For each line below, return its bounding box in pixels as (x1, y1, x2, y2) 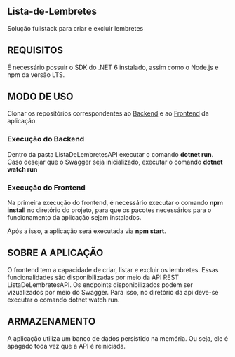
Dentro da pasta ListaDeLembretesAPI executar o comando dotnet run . (7, 150, 214, 158)
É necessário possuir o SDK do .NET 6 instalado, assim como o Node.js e (7, 63, 219, 71)
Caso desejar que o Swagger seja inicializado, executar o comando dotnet (7, 157, 223, 166)
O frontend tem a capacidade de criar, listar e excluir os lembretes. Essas (7, 265, 219, 274)
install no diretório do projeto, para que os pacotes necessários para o (7, 206, 212, 214)
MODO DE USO (7, 91, 74, 103)
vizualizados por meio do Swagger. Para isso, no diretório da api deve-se (7, 288, 219, 296)
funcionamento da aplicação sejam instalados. (7, 213, 142, 222)
